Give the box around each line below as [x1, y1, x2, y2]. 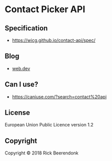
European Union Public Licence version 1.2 [5, 122, 94, 128]
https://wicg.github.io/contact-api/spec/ [12, 37, 96, 43]
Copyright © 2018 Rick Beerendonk [5, 150, 79, 156]
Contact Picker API [5, 4, 85, 15]
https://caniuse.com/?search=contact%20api [12, 93, 107, 100]
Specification [5, 24, 48, 33]
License [5, 108, 30, 117]
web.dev [12, 65, 31, 72]
